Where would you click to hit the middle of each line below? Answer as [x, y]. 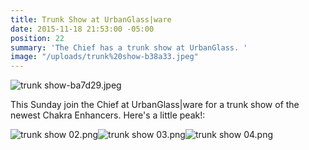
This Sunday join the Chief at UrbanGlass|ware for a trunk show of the [155, 105]
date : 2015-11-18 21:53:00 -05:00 [82, 29]
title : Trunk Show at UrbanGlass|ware [91, 19]
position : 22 [37, 38]
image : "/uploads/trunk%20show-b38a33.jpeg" [104, 57]
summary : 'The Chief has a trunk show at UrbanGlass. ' [129, 47]
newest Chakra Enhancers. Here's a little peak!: [108, 115]
